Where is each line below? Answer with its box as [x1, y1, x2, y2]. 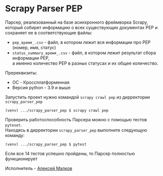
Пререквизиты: [5, 70, 37, 75]
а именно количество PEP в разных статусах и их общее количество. [12, 60, 159, 66]
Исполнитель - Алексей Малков [5, 165, 73, 171]
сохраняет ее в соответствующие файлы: [5, 30, 92, 35]
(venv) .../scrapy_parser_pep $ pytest [5, 141, 87, 147]
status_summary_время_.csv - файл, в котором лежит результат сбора [12, 50, 156, 56]
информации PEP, [12, 55, 50, 61]
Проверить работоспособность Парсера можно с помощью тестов [5, 116, 147, 122]
